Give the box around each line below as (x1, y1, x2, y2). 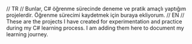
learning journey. (6, 31, 48, 38)
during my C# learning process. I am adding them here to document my (6, 24, 184, 31)
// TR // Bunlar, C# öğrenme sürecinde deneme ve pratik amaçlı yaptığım (6, 5, 187, 12)
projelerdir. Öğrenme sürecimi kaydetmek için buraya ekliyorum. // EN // (6, 11, 185, 19)
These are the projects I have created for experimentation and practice (6, 18, 182, 25)
